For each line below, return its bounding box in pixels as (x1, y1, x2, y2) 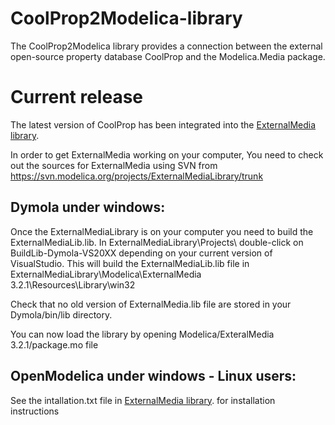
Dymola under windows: (10, 199, 166, 216)
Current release (10, 86, 144, 109)
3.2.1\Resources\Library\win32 (10, 278, 136, 291)
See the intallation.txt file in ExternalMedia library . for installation (10, 394, 276, 406)
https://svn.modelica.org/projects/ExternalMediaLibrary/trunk (10, 170, 264, 182)
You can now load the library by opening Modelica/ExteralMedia (10, 328, 275, 340)
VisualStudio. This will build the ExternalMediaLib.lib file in (10, 257, 250, 269)
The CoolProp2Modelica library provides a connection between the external (10, 40, 323, 52)
